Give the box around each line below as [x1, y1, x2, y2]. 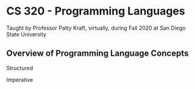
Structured [6, 64, 34, 71]
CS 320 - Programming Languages [6, 4, 186, 18]
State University [6, 30, 47, 38]
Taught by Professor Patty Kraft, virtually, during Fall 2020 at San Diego [6, 24, 186, 31]
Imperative [6, 76, 34, 83]
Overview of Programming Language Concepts [6, 48, 189, 59]
